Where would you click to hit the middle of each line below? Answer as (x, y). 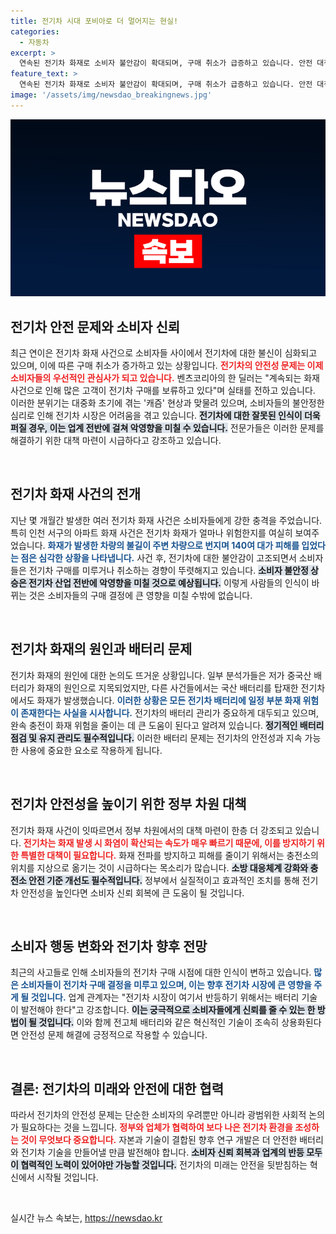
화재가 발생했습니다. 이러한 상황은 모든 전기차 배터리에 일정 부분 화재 (169, 700)
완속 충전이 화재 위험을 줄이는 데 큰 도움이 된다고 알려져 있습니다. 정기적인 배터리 (167, 725)
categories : (35, 31)
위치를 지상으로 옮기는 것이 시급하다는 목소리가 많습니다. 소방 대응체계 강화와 (159, 867)
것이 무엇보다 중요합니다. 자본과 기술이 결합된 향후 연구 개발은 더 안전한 (159, 1140)
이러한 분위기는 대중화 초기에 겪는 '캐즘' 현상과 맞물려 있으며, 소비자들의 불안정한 (167, 403)
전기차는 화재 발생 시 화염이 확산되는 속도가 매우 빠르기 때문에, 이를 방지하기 (169, 842)
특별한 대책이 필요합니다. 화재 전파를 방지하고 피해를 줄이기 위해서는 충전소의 (169, 855)
